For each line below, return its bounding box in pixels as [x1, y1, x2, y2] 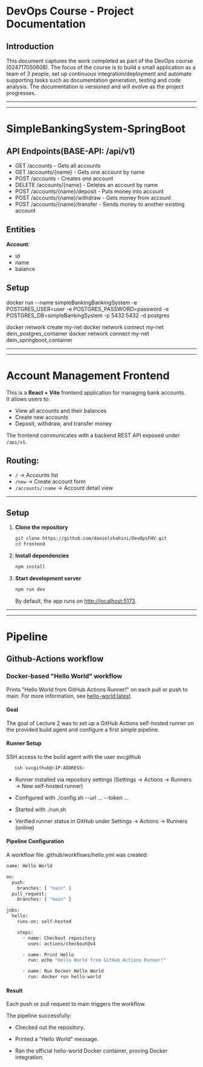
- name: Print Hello [22, 951, 74, 957]
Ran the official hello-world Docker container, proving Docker [14, 1047, 168, 1054]
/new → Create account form [14, 478, 86, 485]
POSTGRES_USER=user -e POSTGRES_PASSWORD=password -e [6, 305, 169, 312]
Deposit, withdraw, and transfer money [14, 419, 112, 427]
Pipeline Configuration [6, 838, 65, 845]
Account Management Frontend [6, 369, 170, 382]
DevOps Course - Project [6, 4, 134, 18]
